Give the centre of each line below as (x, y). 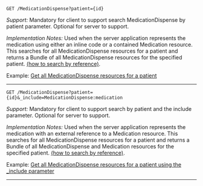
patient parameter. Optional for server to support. (68, 26)
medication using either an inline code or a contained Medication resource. (100, 45)
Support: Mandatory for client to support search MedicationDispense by (96, 20)
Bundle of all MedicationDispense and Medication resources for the (90, 146)
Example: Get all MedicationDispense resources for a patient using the (94, 164)
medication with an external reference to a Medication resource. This (92, 134)
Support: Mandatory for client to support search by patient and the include (99, 109)
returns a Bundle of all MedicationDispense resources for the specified (94, 57)
